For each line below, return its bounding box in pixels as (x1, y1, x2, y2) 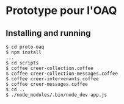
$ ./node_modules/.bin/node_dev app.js (5, 92, 108, 98)
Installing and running (5, 28, 91, 38)
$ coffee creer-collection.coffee (5, 65, 94, 71)
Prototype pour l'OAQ (5, 4, 117, 18)
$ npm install (5, 49, 42, 55)
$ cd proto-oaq (5, 44, 45, 50)
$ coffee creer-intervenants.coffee (5, 76, 99, 82)
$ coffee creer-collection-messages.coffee (5, 71, 119, 77)
